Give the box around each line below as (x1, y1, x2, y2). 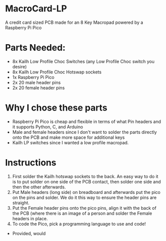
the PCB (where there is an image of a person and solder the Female (12, 210, 152, 216)
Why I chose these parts (5, 102, 108, 114)
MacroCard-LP (5, 3, 67, 14)
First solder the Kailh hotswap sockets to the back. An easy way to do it (12, 173, 159, 179)
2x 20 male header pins (12, 79, 61, 85)
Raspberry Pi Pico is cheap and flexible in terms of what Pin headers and (12, 119, 161, 124)
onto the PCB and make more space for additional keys (12, 134, 125, 140)
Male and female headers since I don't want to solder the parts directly (12, 129, 157, 135)
